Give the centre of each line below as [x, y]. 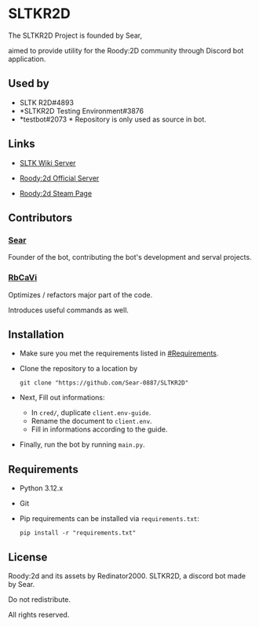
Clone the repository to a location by [78, 369]
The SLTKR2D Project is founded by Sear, [75, 35]
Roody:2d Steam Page [56, 193]
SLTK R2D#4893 [47, 102]
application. [27, 59]
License [28, 557]
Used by [29, 84]
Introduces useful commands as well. [69, 310]
